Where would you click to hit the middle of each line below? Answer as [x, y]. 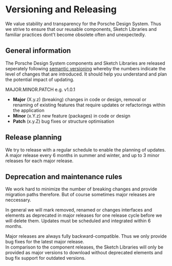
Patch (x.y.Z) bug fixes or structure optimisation [63, 121]
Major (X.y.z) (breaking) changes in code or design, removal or [79, 99]
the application [28, 110]
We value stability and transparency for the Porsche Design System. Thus [83, 24]
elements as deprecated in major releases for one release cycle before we [84, 215]
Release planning [34, 137]
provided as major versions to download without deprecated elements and [84, 253]
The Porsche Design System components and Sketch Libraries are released [85, 63]
